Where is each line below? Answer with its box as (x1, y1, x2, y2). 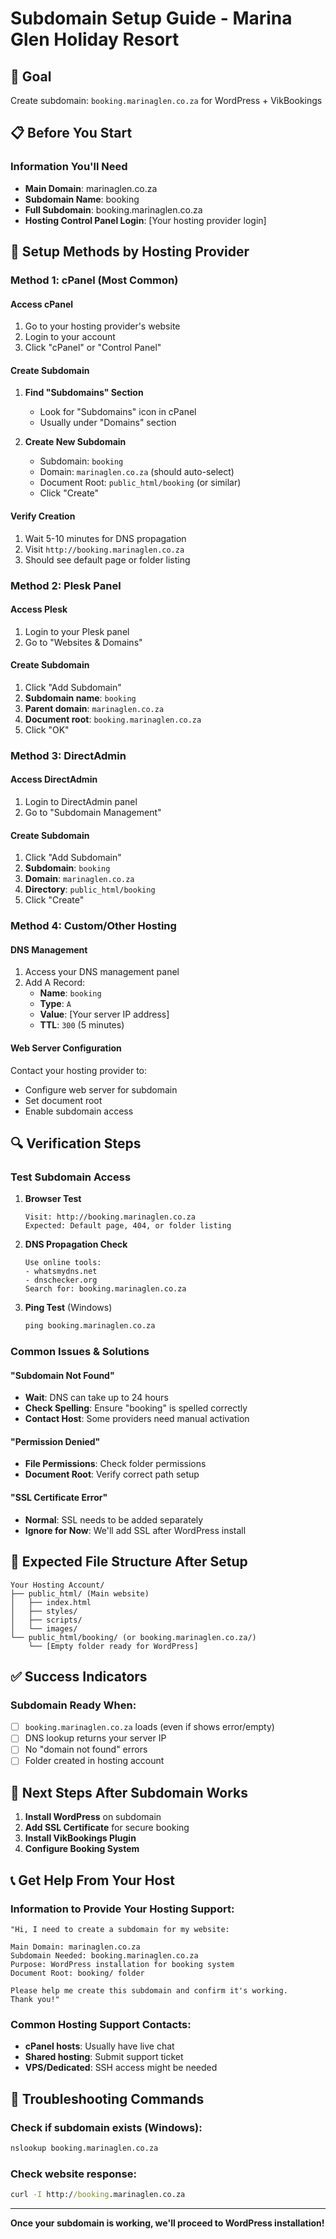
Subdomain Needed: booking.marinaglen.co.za (10, 1950, 199, 1961)
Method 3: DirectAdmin (10, 748, 127, 762)
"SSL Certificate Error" (10, 1492, 108, 1504)
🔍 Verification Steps (10, 1135, 142, 1152)
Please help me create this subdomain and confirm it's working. (10, 1985, 288, 1996)
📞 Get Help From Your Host (10, 1872, 175, 1889)
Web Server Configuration (10, 1042, 122, 1054)
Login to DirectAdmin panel (24, 796, 138, 808)
